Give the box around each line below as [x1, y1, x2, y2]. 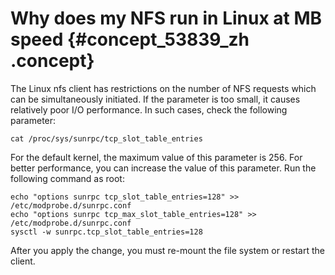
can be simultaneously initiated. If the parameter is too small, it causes [10, 93, 301, 105]
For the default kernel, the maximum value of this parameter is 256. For [10, 151, 303, 163]
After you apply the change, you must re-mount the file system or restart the [10, 244, 325, 256]
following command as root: [10, 172, 125, 184]
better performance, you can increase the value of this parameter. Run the [10, 162, 317, 174]
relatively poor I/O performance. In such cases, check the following [10, 103, 288, 116]
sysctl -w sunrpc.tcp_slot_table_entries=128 [10, 227, 203, 237]
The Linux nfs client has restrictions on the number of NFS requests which [10, 82, 317, 94]
